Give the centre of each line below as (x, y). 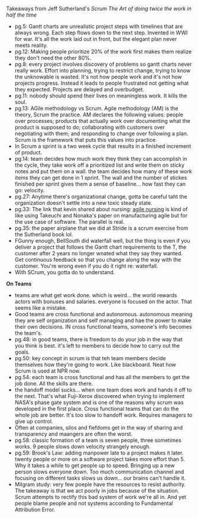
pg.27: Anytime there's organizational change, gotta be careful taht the (101, 196)
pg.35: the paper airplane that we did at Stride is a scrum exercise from (101, 228)
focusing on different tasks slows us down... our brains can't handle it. (100, 478)
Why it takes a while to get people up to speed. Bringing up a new (95, 465)
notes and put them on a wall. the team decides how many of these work (103, 171)
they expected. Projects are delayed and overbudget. (79, 89)
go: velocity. (30, 190)
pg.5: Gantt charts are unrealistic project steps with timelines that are (99, 26)
